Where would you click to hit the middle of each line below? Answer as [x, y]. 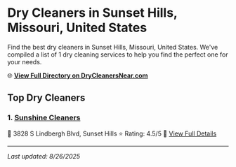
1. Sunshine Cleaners [44, 118]
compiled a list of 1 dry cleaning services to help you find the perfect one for [118, 55]
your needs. [25, 61]
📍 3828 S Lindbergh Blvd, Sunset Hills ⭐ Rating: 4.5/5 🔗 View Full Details [112, 133]
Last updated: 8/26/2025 [44, 156]
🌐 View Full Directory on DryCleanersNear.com [78, 75]
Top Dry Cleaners [46, 98]
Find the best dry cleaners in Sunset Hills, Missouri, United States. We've [113, 47]
